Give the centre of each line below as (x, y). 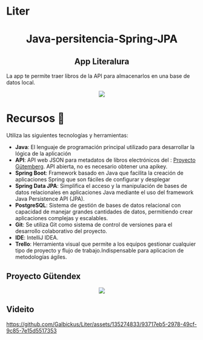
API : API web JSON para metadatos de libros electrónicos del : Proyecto (105, 160)
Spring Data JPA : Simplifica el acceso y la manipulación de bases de (101, 186)
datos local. (21, 83)
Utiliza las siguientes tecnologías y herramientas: (67, 136)
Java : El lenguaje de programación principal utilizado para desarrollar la (105, 147)
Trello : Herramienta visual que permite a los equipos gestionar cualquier (105, 244)
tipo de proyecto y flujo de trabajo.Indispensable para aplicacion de (99, 251)
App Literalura (102, 61)
